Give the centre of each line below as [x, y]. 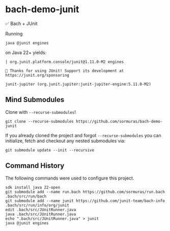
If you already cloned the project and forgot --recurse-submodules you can [83, 135]
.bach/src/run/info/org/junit [37, 205]
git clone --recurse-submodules [39, 121]
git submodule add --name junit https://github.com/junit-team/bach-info [85, 201]
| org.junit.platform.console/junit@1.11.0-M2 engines [65, 62]
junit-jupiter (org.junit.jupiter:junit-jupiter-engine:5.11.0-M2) [78, 84]
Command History [35, 166]
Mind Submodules [35, 100]
